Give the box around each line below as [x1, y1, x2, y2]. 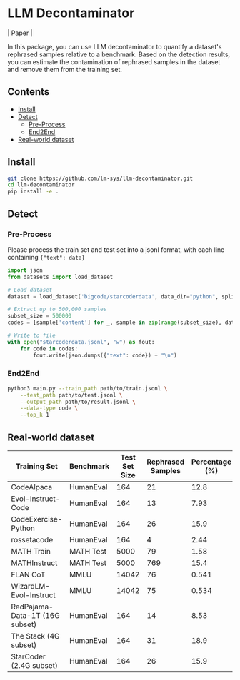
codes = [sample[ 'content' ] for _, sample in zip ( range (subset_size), [7, 319, 222, 326]
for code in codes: [20, 345, 79, 352]
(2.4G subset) [11, 660, 59, 670]
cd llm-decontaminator [7, 181, 75, 188]
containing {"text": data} [7, 253, 86, 261]
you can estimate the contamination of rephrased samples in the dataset [7, 57, 221, 66]
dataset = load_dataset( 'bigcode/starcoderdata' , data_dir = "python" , [7, 293, 219, 300]
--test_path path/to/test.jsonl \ [20, 391, 123, 399]
